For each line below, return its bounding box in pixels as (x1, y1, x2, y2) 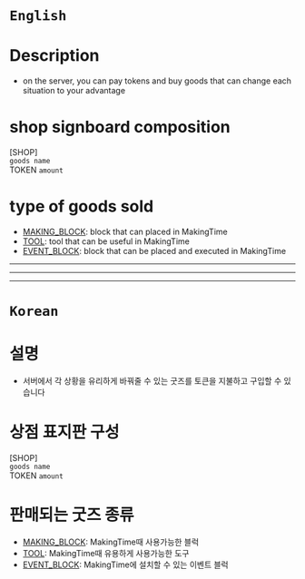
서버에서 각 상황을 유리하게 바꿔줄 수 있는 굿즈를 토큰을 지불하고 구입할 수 (22, 376, 282, 387)
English (9, 7, 67, 25)
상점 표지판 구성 (9, 422, 120, 443)
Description (9, 45, 100, 66)
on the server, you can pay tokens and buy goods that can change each (22, 75, 292, 86)
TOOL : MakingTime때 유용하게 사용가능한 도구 (22, 548, 190, 558)
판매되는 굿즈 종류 (9, 505, 134, 525)
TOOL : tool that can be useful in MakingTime (22, 236, 191, 247)
